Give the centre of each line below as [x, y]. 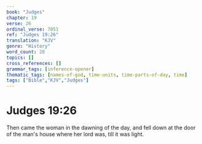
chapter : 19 [21, 18]
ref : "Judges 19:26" [33, 35]
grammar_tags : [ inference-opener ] [50, 69]
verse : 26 [19, 23]
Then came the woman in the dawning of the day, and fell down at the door [101, 128]
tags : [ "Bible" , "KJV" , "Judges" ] [47, 80]
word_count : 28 [26, 52]
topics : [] [20, 58]
